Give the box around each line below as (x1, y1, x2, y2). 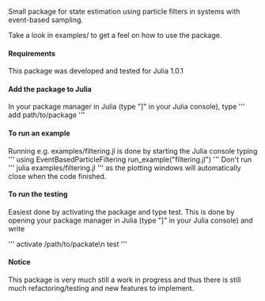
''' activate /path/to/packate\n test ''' (8, 239, 128, 249)
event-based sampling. (8, 15, 84, 25)
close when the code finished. (8, 171, 107, 181)
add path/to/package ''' (8, 110, 85, 120)
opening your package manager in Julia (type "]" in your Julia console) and (8, 215, 253, 225)
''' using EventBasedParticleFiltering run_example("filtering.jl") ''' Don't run (8, 154, 252, 164)
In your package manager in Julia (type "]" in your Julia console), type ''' (8, 102, 245, 112)
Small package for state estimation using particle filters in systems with (8, 7, 240, 16)
